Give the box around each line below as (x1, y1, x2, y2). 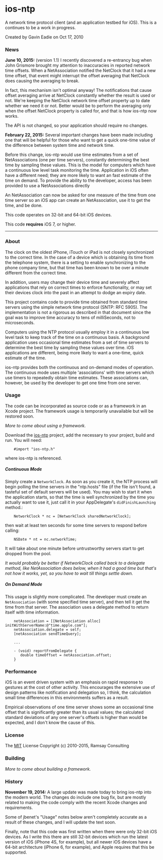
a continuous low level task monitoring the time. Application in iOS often (5, 167, 149, 173)
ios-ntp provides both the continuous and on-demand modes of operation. (5, 364, 154, 370)
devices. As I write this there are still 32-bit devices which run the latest (5, 834, 148, 840)
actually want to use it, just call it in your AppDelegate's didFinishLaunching (5, 499, 156, 505)
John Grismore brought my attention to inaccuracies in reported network (5, 62, 150, 69)
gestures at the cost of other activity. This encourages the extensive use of (5, 684, 155, 690)
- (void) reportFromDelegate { (14, 648, 77, 653)
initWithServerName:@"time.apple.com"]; (5, 623, 88, 628)
